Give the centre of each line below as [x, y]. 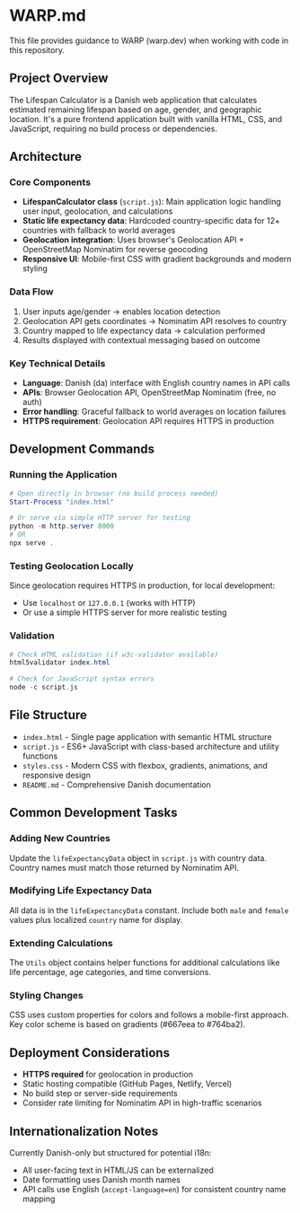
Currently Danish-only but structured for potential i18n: [110, 1153]
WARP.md [48, 16]
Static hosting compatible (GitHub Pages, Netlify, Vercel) [127, 1084]
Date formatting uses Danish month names [101, 1180]
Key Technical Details [57, 363]
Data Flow [31, 292]
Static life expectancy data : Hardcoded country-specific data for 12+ [151, 221]
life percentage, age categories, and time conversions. [110, 972]
